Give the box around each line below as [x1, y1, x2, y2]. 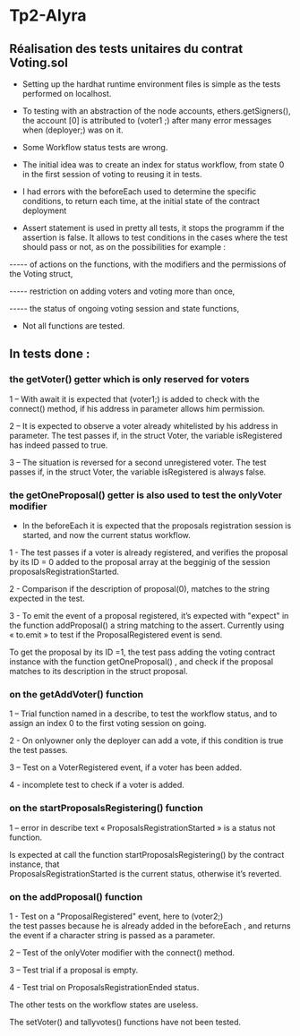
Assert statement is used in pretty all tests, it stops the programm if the [21, 223, 285, 233]
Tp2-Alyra [9, 5, 87, 26]
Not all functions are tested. [21, 321, 125, 331]
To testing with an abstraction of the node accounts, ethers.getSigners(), [21, 106, 291, 116]
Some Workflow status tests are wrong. [21, 142, 168, 152]
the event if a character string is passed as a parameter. [9, 929, 216, 940]
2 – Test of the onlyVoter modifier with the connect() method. [9, 946, 236, 958]
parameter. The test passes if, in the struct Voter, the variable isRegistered [9, 430, 283, 441]
